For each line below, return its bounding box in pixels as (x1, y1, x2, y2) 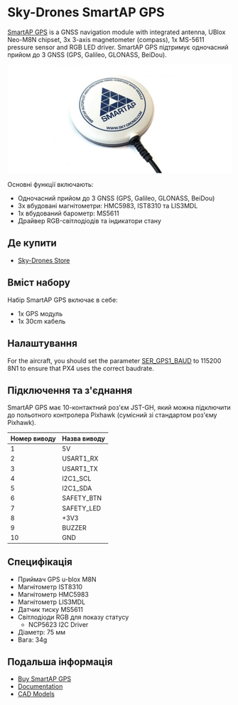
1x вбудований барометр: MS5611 (17, 209, 119, 217)
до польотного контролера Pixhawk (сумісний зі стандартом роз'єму (7, 411, 217, 419)
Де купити (7, 237, 57, 249)
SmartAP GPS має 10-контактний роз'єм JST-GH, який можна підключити (7, 403, 231, 412)
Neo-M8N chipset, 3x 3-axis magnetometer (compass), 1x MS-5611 (7, 35, 205, 43)
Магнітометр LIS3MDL (17, 598, 86, 606)
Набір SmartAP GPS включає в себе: (7, 296, 119, 304)
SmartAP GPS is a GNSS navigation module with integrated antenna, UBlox (7, 28, 226, 36)
